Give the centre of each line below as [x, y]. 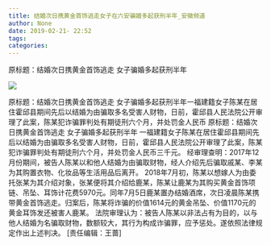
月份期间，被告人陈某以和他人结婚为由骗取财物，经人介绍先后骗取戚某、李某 [135, 163]
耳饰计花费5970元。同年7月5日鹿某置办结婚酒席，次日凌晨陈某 [148, 193]
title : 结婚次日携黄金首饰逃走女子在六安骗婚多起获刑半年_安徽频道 [107, 16]
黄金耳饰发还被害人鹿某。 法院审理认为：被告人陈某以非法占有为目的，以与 [133, 213]
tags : [17, 38]
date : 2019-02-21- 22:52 [50, 31]
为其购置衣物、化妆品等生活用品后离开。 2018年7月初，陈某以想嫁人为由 [129, 172]
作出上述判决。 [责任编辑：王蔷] [69, 233]
